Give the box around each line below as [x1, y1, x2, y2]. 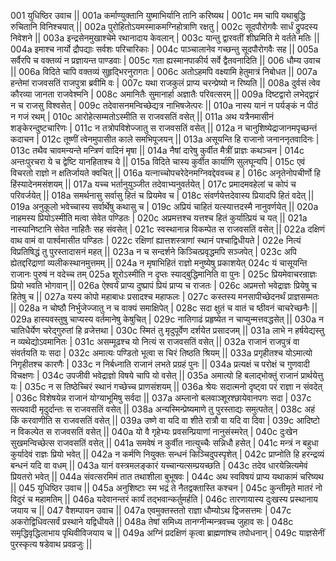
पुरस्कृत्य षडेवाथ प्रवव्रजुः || [10, 538, 93, 550]
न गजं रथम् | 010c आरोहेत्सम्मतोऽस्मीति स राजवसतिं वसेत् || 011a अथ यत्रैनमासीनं [10, 111, 274, 122]
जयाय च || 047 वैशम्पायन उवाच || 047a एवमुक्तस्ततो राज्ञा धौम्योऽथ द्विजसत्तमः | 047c [10, 505, 292, 516]
